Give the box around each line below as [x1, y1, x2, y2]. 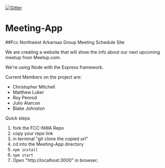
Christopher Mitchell [12, 83, 56, 90]
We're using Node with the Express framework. [5, 64, 104, 70]
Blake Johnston [12, 105, 46, 111]
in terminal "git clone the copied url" [12, 136, 89, 142]
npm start [12, 152, 34, 158]
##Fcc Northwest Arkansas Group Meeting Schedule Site [5, 39, 125, 45]
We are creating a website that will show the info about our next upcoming [5, 49, 160, 55]
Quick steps [5, 115, 30, 121]
